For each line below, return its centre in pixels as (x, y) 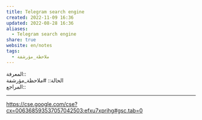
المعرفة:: (17, 74)
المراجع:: (16, 87)
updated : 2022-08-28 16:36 (40, 23)
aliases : (17, 29)
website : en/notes (29, 46)
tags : (13, 51)
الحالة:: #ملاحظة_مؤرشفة (35, 80)
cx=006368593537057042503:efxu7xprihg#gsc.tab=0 (75, 110)
